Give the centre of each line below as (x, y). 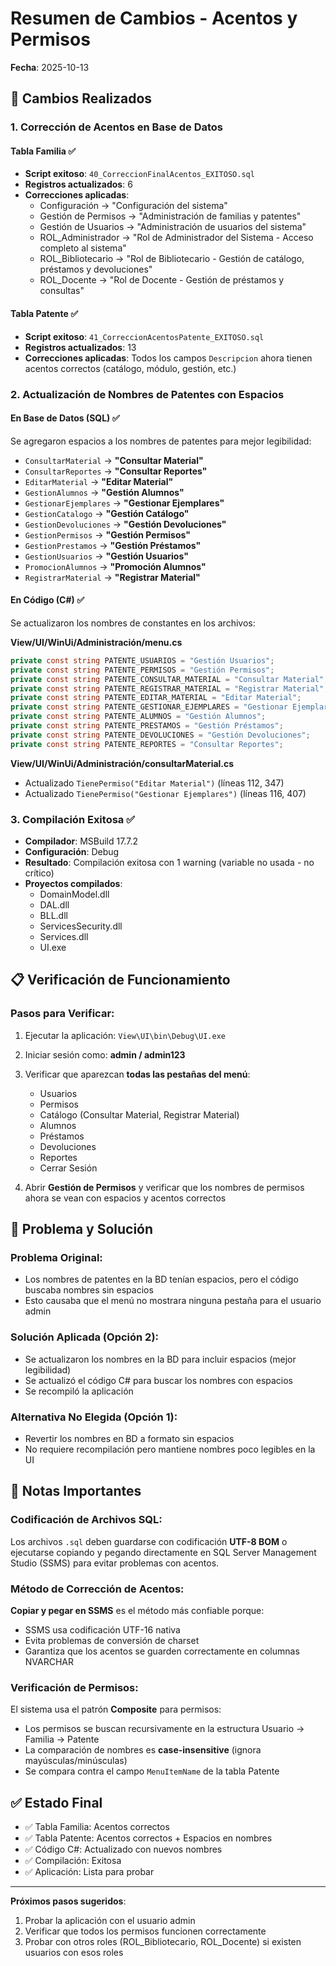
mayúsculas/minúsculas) (76, 1761)
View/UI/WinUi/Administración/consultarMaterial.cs (122, 763)
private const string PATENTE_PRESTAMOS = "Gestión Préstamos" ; (147, 726)
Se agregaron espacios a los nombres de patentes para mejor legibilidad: (161, 441)
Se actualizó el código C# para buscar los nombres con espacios (159, 1380)
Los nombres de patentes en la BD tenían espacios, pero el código (161, 1279)
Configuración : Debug (72, 852)
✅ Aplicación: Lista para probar (89, 1872)
